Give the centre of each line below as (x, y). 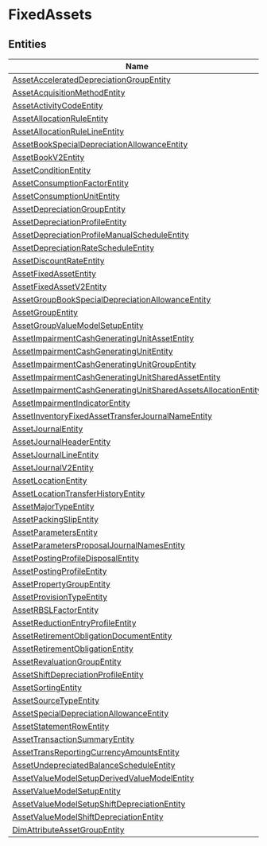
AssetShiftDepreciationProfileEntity (78, 674)
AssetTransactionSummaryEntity (74, 739)
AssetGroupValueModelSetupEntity (78, 326)
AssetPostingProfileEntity (60, 571)
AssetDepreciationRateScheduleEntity (83, 248)
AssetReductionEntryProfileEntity (74, 623)
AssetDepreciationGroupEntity (69, 209)
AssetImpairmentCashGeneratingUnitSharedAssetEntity (116, 377)
